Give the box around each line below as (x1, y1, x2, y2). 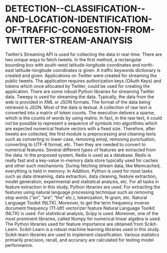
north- (141, 62, 155, 68)
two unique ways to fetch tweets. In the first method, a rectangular (5, 56, 142, 62)
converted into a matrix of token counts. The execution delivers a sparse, (5, 109, 156, 115)
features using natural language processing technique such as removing (5, 189, 154, 195)
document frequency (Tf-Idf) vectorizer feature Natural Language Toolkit (5, 205, 155, 211)
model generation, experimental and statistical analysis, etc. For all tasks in (5, 178, 159, 185)
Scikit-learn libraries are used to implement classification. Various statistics (5, 232, 160, 238)
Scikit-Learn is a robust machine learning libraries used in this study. (19, 226, 161, 232)
